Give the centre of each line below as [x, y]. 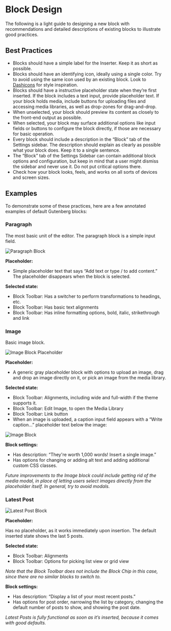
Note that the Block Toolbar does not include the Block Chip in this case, [82, 571]
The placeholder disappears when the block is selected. [72, 276]
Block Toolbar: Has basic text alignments [55, 307]
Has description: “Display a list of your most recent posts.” [74, 597]
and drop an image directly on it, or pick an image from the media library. [89, 378]
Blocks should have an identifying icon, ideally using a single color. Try [87, 74]
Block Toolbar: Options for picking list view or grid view [71, 561]
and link [21, 318]
